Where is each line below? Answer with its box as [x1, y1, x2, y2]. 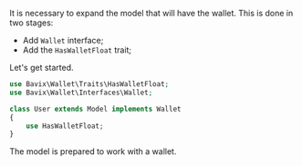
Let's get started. [9, 63, 75, 73]
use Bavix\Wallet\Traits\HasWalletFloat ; [9, 80, 170, 89]
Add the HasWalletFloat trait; [22, 44, 132, 55]
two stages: [9, 17, 54, 28]
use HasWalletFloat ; [26, 122, 104, 131]
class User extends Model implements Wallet [9, 104, 182, 113]
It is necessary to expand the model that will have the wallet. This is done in [9, 8, 294, 18]
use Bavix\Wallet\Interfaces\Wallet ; [9, 88, 153, 97]
